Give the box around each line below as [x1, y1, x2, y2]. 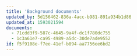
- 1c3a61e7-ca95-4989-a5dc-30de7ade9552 [11, 36, 111, 41]
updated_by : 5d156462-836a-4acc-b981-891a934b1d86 [6, 14, 132, 20]
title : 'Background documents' [6, 8, 82, 15]
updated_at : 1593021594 [6, 19, 64, 25]
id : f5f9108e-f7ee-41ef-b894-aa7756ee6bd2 [6, 41, 111, 47]
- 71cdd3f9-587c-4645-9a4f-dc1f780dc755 [11, 30, 111, 36]
